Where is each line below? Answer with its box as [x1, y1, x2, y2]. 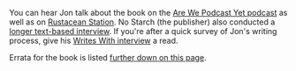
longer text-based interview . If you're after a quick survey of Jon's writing [9, 26, 277, 36]
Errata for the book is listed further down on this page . [9, 53, 207, 62]
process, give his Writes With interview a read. [9, 35, 178, 46]
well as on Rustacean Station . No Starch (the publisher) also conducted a [9, 17, 276, 27]
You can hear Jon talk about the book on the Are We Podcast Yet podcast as [9, 8, 288, 18]
